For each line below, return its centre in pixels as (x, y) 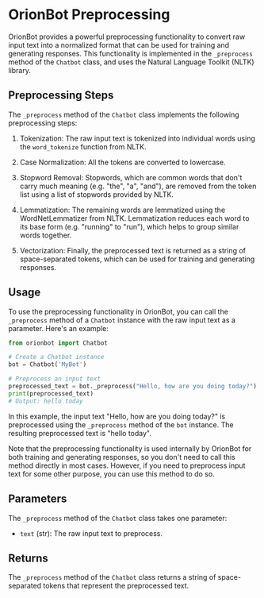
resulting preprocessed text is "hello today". (80, 433)
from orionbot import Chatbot (58, 343)
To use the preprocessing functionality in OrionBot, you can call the (118, 311)
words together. (46, 235)
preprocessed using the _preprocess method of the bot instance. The (121, 424)
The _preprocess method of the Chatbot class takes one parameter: (118, 518)
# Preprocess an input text (55, 379)
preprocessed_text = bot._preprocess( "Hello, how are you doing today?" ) (133, 387)
